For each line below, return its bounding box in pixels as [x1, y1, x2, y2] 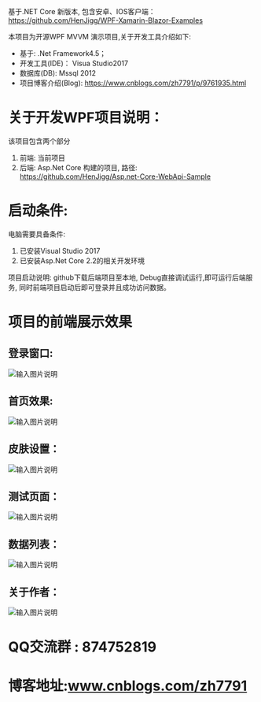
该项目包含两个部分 [8, 136, 71, 146]
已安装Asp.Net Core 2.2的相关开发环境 [19, 255, 145, 266]
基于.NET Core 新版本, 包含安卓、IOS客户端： [8, 7, 156, 16]
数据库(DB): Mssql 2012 [19, 69, 97, 77]
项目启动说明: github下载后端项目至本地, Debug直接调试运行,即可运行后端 [8, 273, 246, 282]
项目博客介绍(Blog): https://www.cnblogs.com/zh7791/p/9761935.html [19, 78, 247, 87]
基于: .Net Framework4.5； [19, 49, 107, 58]
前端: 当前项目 [19, 153, 65, 162]
